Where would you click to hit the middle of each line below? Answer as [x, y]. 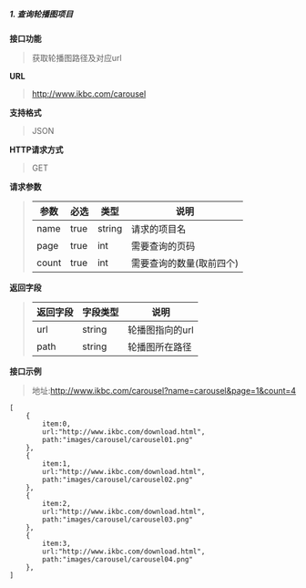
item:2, [56, 503]
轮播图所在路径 [159, 346]
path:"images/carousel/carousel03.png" [118, 520]
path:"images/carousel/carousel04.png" [118, 559]
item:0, [56, 424]
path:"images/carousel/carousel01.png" [118, 439]
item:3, [56, 543]
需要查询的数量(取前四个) [185, 263]
